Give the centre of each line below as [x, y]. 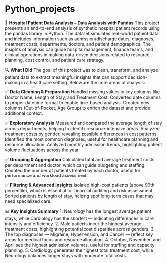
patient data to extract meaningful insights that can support [66, 77]
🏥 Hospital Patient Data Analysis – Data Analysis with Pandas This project [82, 23]
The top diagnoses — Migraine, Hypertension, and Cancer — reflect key [79, 234]
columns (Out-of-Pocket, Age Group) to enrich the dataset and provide [78, 108]
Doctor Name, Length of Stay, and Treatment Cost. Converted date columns [83, 97]
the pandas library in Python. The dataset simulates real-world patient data [82, 33]
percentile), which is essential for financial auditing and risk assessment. [80, 190]
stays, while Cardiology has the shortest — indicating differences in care [80, 218]
